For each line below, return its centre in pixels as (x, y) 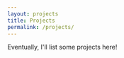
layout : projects (33, 14)
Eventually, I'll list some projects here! (62, 47)
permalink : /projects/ (41, 27)
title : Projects (31, 21)
